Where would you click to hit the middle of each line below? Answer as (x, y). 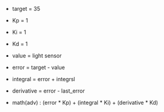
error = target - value (38, 67)
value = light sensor (37, 56)
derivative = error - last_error (48, 91)
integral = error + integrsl (43, 79)
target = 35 (26, 9)
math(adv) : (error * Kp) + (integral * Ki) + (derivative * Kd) (85, 103)
